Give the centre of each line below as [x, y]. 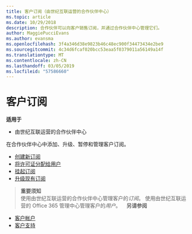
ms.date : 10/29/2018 [31, 22]
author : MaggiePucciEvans [37, 33]
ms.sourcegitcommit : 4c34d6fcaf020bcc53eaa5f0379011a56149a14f [85, 50]
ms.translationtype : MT [35, 55]
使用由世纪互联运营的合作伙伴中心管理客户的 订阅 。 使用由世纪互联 [101, 198]
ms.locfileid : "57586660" [37, 71]
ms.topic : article [28, 17]
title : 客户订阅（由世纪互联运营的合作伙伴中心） [59, 11]
